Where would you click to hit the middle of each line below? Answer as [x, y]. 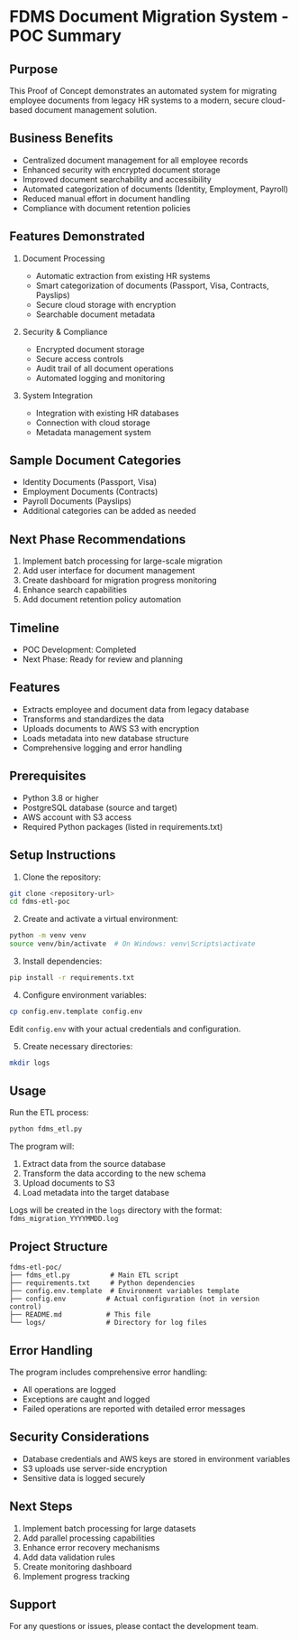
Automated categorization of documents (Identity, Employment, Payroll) [155, 189]
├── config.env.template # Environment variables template [125, 1291]
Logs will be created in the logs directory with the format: [116, 1210]
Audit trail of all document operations [104, 368]
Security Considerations [80, 1437]
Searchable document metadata [95, 314]
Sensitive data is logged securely [84, 1477]
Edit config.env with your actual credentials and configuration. [125, 1029]
